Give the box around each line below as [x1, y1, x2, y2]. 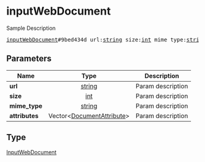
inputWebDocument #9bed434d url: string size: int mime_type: [6, 36, 187, 43]
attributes [9, 111, 38, 120]
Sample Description [6, 24, 56, 32]
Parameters [6, 54, 52, 64]
